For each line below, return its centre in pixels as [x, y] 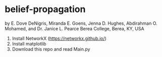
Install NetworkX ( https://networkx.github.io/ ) [59, 38]
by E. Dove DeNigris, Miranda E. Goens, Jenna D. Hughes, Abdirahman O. [81, 23]
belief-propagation [45, 9]
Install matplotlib [29, 43]
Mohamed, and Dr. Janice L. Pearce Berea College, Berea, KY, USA [74, 28]
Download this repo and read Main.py [51, 49]
